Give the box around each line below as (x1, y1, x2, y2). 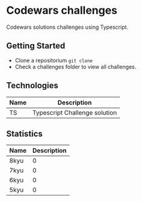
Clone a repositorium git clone (14, 56, 93, 64)
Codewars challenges (6, 4, 118, 17)
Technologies (6, 80, 59, 91)
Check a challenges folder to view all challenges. (14, 63, 137, 70)
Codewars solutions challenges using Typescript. (6, 23, 128, 31)
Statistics (6, 128, 43, 138)
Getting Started (6, 41, 66, 51)
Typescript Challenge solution (32, 108, 117, 117)
